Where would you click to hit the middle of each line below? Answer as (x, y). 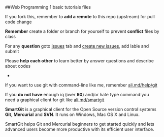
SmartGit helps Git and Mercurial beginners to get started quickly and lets (80, 124)
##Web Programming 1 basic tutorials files (48, 7)
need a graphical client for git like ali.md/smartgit (55, 100)
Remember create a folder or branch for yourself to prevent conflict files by (82, 31)
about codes (18, 66)
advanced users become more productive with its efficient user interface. (80, 129)
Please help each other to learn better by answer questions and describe (80, 61)
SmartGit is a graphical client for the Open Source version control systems (81, 109)
